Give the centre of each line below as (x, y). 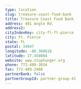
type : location (21, 10)
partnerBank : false (25, 74)
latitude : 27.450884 (26, 56)
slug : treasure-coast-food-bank (38, 14)
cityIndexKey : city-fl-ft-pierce (40, 33)
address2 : (15, 28)
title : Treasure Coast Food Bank (40, 19)
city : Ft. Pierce (23, 38)
